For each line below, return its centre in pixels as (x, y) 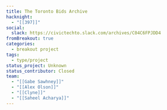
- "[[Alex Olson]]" (35, 87)
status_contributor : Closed (40, 71)
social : (16, 28)
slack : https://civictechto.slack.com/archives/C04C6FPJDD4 (86, 33)
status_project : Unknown (36, 65)
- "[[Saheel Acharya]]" (40, 98)
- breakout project (35, 49)
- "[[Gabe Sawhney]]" (38, 82)
